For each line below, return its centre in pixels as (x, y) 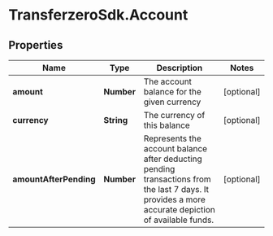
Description (180, 68)
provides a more (174, 199)
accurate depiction (179, 210)
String (116, 120)
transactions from (177, 179)
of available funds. (179, 220)
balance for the (172, 92)
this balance (167, 125)
